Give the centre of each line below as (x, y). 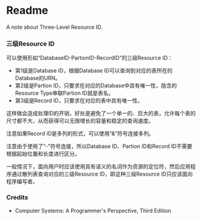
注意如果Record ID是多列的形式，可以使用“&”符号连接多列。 (80, 134)
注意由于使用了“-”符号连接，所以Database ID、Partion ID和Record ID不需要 (99, 146)
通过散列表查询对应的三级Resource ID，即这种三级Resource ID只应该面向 (102, 174)
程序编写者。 (22, 182)
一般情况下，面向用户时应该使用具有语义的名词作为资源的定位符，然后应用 (98, 167)
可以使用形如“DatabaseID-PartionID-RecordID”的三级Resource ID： (90, 58)
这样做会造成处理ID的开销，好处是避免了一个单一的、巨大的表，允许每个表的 (101, 113)
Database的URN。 (38, 78)
